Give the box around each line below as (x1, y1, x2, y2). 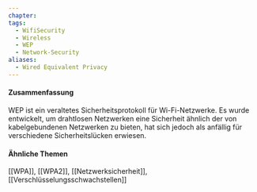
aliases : (8, 56, 37, 64)
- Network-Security (15, 48, 80, 56)
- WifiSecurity (15, 26, 66, 34)
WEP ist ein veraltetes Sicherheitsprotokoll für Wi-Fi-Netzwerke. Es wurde (8, 105, 250, 115)
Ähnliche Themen (8, 148, 69, 159)
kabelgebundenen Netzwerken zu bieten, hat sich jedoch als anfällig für (8, 122, 243, 132)
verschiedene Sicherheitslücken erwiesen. (8, 130, 147, 140)
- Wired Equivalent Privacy (15, 63, 108, 71)
